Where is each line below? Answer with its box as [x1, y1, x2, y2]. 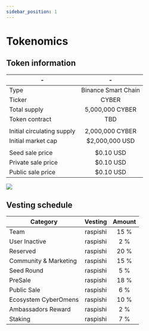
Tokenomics [6, 34, 69, 48]
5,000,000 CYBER [84, 105, 137, 113]
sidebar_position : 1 [6, 8, 58, 15]
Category [30, 218, 58, 226]
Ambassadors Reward [9, 305, 71, 314]
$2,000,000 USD [86, 137, 135, 145]
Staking [9, 315, 31, 323]
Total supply [9, 105, 44, 113]
